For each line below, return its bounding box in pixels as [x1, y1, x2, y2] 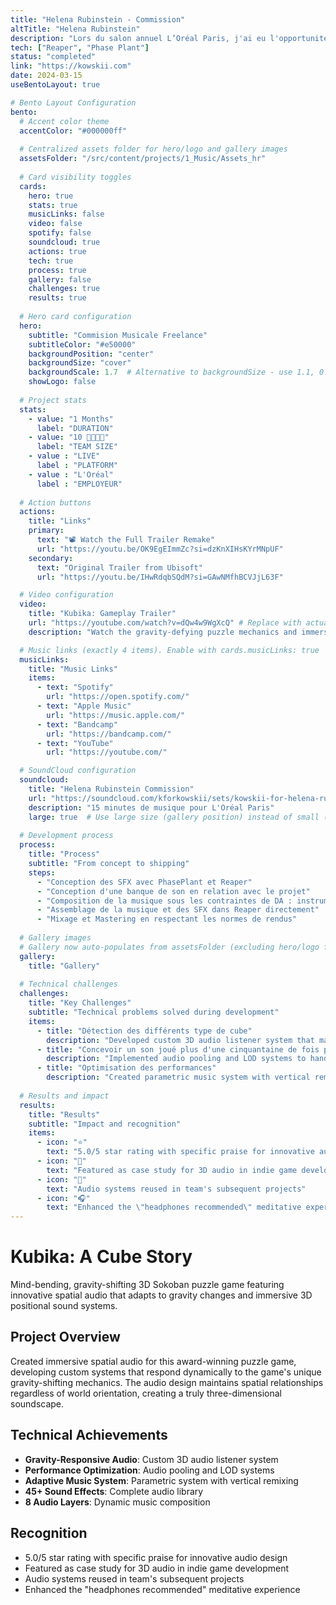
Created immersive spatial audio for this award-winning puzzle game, [10, 1355, 297, 1367]
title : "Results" [28, 1109, 101, 1120]
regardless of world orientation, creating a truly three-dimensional [10, 1387, 282, 1399]
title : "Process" [28, 849, 101, 860]
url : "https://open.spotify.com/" [46, 692, 190, 702]
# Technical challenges [19, 979, 118, 990]
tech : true [28, 256, 74, 266]
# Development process [19, 831, 114, 841]
